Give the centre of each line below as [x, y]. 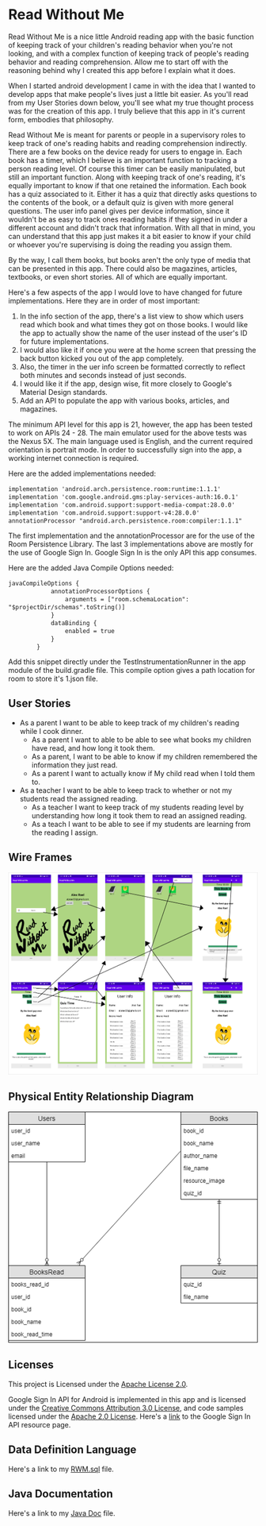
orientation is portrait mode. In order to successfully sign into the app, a [125, 450]
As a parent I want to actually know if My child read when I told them [143, 773]
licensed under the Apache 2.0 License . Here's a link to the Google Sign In [129, 1416]
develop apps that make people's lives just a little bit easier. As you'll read [128, 94]
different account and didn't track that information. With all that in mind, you [132, 227]
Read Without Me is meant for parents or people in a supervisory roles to [127, 135]
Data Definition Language [72, 1450]
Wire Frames [40, 858]
